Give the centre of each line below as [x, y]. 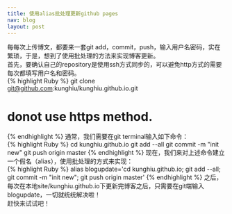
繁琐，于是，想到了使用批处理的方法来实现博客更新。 [83, 56]
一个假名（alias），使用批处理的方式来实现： [70, 161]
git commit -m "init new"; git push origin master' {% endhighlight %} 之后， [115, 177]
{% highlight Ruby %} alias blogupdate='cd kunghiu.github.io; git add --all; [114, 169]
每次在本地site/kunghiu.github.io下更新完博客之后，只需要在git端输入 [106, 186]
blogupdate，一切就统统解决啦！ [54, 195]
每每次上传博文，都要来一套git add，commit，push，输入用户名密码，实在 [114, 47]
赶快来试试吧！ [28, 204]
